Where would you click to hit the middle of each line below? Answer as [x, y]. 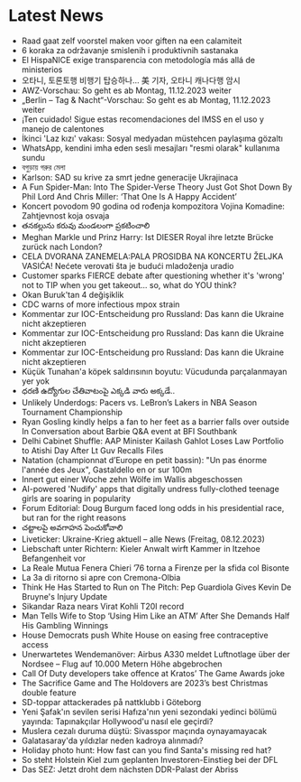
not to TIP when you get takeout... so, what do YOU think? [129, 284]
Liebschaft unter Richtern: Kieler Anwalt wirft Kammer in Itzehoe [141, 548]
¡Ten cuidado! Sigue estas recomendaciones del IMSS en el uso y [143, 119]
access [35, 644]
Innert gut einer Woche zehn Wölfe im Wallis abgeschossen [132, 479]
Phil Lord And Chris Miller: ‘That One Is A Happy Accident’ [129, 196]
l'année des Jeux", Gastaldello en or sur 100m [107, 470]
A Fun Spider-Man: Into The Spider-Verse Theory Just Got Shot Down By [157, 187]
